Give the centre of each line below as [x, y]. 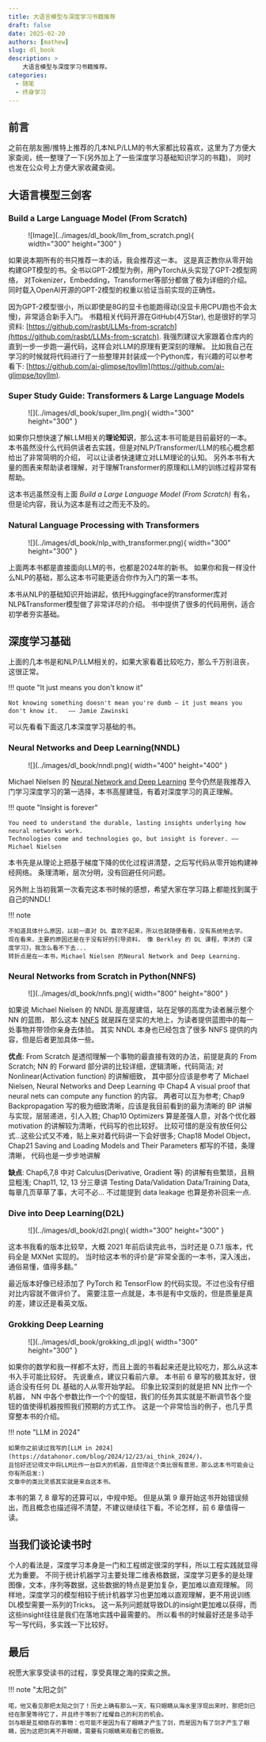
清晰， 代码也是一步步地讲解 [54, 1155]
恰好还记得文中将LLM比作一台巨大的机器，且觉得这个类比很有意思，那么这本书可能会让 [134, 1465]
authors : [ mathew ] [38, 42]
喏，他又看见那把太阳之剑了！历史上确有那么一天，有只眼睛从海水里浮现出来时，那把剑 [129, 1706]
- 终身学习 [31, 92]
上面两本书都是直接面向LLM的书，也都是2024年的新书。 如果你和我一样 [125, 567]
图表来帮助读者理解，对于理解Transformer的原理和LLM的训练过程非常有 [139, 467]
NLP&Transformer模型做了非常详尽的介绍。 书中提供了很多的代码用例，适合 [132, 604]
